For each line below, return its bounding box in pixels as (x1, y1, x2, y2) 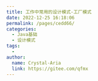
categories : (6, 26, 37, 32)
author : (6, 54, 26, 60)
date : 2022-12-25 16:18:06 (6, 15, 75, 21)
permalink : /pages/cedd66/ (6, 20, 75, 26)
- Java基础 (12, 32, 38, 38)
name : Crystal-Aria (12, 60, 61, 66)
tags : (6, 43, 20, 49)
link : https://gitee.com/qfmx (12, 65, 88, 72)
